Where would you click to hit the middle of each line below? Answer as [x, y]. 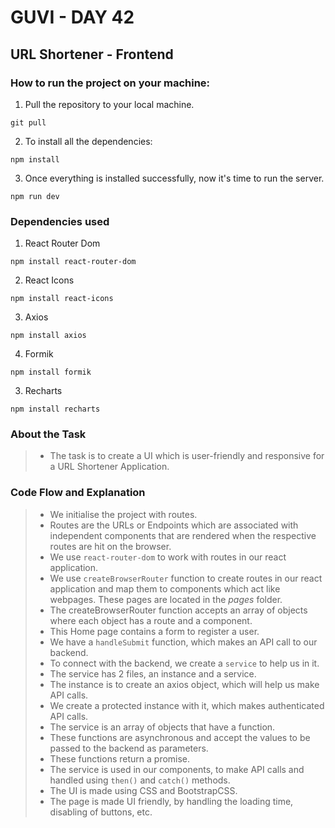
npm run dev [35, 196]
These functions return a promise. [120, 758]
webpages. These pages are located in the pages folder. [166, 599]
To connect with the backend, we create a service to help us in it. [184, 663]
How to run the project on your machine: [110, 83]
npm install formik [51, 372]
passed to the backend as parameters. [129, 748]
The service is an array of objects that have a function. [162, 727]
